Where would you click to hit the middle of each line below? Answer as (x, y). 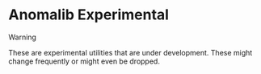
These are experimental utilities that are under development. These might (130, 52)
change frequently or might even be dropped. (84, 61)
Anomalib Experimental (89, 15)
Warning (22, 37)
